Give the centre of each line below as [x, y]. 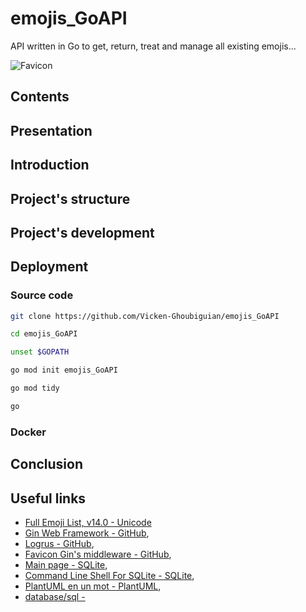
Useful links [48, 498]
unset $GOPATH [40, 352]
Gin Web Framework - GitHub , [87, 533]
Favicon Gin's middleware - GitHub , [98, 554]
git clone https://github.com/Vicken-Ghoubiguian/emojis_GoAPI [145, 316]
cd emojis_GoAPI [44, 334]
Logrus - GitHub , [59, 543]
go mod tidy [35, 388]
